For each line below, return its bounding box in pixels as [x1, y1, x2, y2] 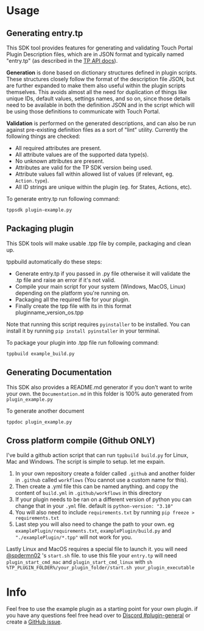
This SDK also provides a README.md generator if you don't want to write [6, 383, 193, 391]
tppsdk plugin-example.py [6, 207, 72, 213]
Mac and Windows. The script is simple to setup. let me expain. [6, 458, 166, 466]
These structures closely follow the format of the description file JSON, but [6, 76, 195, 82]
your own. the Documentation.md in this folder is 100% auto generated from [6, 390, 193, 397]
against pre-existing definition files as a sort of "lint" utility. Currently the [6, 126, 188, 133]
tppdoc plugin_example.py [6, 419, 72, 425]
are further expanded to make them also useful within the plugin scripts [6, 82, 186, 89]
